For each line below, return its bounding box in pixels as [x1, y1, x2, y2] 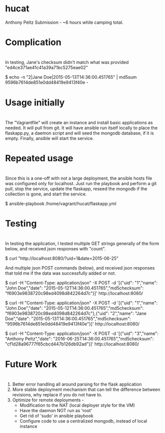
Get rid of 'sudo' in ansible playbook [19, 413, 94, 419]
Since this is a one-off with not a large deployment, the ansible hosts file [5, 175, 152, 181]
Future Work [5, 358, 57, 370]
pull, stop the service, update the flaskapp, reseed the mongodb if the [5, 186, 147, 192]
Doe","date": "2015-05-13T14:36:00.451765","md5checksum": [5, 316, 131, 322]
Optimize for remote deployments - [12, 397, 84, 403]
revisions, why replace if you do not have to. [12, 391, 103, 397]
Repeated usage [5, 152, 74, 164]
